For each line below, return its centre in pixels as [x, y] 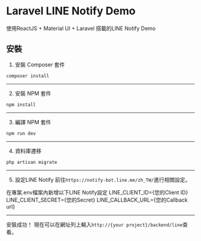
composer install [28, 76]
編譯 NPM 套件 [33, 122]
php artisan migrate [32, 162]
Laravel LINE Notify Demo [71, 11]
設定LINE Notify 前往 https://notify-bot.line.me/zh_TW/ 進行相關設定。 [103, 179]
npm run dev [21, 133]
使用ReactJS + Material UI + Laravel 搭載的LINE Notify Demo [81, 28]
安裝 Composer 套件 [40, 65]
